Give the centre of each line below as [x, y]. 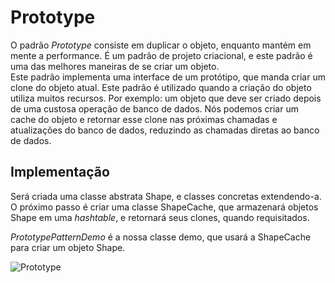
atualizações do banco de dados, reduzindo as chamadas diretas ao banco [165, 130]
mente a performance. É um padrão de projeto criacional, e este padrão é [161, 55]
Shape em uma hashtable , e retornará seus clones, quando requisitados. [160, 217]
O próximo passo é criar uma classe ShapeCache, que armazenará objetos [164, 207]
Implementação [60, 172]
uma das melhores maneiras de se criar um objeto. [115, 66]
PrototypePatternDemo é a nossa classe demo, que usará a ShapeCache [161, 237]
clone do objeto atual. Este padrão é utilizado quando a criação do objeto [161, 87]
